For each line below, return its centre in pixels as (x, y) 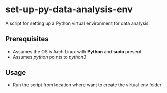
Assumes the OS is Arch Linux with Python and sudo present (77, 51)
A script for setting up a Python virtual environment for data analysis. (78, 23)
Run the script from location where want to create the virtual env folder (87, 85)
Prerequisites (27, 39)
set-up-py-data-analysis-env (69, 9)
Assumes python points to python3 (49, 57)
